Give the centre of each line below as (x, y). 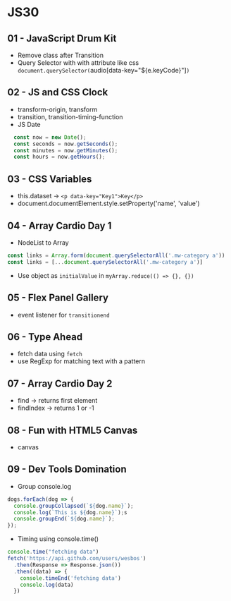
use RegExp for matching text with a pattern (81, 361)
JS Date (29, 124)
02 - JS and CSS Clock (58, 92)
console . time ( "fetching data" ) (53, 552)
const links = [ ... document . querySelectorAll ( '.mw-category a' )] (105, 262)
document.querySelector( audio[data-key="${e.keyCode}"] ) (104, 70)
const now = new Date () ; (50, 137)
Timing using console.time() (58, 539)
